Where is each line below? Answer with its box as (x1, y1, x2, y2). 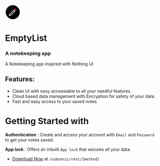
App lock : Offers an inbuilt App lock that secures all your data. (5, 146, 131, 152)
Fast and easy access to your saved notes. (12, 98, 99, 104)
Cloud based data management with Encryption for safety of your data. (12, 93, 156, 99)
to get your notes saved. (5, 137, 54, 143)
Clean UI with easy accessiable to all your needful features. (12, 88, 132, 94)
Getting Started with (5, 115, 89, 126)
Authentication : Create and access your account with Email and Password (5, 131, 155, 138)
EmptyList (5, 32, 47, 43)
